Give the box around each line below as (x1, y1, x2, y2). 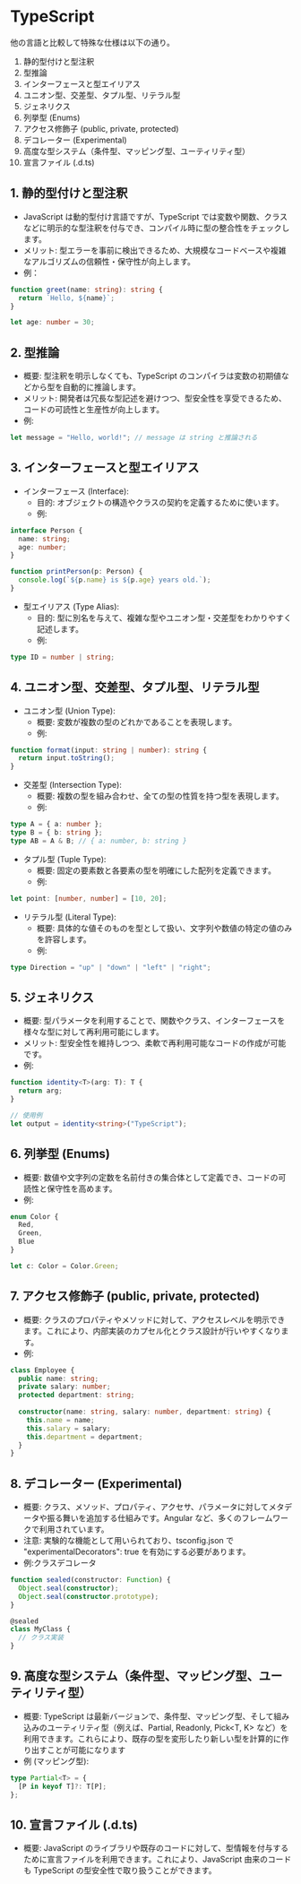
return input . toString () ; (18, 754, 116, 763)
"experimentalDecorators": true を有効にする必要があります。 (22, 1546, 251, 1557)
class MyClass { (10, 1625, 71, 1634)
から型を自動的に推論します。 (30, 382, 142, 393)
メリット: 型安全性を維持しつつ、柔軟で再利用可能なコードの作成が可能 (22, 1038, 287, 1049)
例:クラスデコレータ (22, 1558, 97, 1569)
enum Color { (10, 1212, 59, 1221)
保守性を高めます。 (47, 1183, 117, 1194)
